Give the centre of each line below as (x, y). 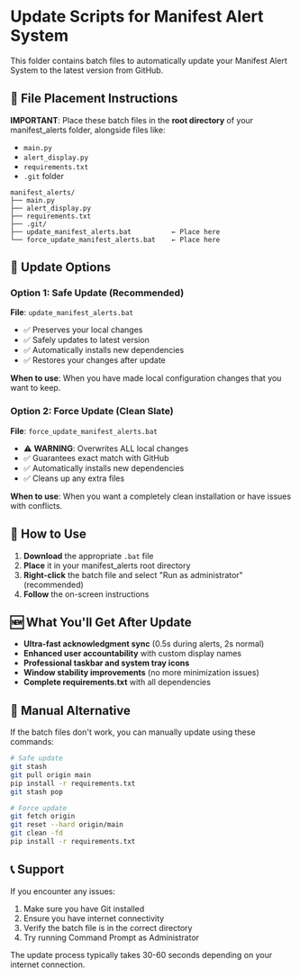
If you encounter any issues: (63, 891)
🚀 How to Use (48, 534)
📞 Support (37, 869)
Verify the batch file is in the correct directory (108, 927)
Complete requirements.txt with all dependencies (117, 683)
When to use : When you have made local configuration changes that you (146, 378)
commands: (32, 742)
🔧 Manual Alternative (71, 710)
